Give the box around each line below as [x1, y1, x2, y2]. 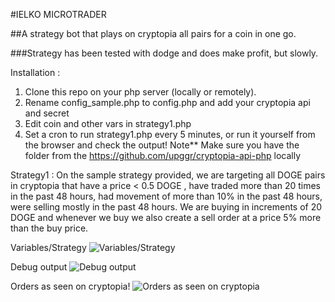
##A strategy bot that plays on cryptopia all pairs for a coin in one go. [10, 28, 297, 39]
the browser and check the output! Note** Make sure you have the [24, 139, 300, 151]
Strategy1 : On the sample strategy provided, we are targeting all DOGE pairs [10, 169, 326, 181]
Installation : [10, 67, 61, 78]
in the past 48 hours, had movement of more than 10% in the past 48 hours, [10, 190, 323, 202]
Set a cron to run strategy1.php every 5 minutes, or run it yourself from [24, 129, 316, 140]
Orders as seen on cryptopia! [10, 280, 131, 292]
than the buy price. [10, 222, 89, 234]
